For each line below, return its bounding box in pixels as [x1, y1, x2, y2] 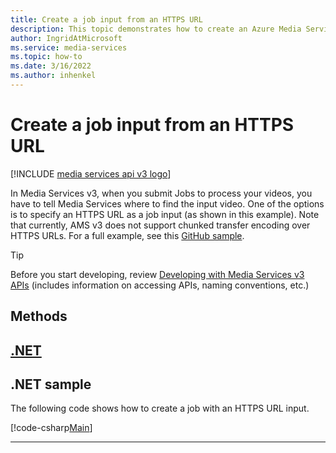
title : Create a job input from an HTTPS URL [10, 14, 203, 25]
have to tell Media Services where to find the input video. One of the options [10, 197, 325, 210]
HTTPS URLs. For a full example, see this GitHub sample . [10, 229, 245, 241]
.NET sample [10, 376, 92, 393]
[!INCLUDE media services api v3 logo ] [10, 167, 172, 180]
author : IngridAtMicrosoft [10, 33, 123, 43]
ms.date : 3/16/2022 [10, 61, 92, 71]
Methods [10, 308, 68, 325]
